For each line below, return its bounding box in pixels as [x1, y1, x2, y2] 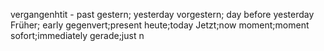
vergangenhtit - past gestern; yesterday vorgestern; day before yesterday [10, 9, 315, 20]
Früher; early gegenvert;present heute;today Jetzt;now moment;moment [10, 19, 310, 31]
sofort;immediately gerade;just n [10, 30, 145, 41]
